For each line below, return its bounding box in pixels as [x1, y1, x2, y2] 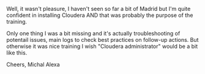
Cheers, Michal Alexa [6, 61, 60, 68]
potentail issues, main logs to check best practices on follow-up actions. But [6, 36, 199, 43]
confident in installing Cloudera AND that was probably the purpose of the [6, 12, 193, 19]
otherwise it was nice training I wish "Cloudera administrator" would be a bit [6, 42, 198, 50]
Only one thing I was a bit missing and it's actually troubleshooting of [6, 30, 181, 37]
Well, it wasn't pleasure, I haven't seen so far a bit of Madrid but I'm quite [6, 5, 191, 12]
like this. [6, 49, 28, 56]
